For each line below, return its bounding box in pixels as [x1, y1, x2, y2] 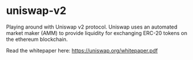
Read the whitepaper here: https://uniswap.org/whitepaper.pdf [6, 47, 158, 54]
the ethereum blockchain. [6, 36, 68, 43]
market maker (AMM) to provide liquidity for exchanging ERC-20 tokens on [6, 29, 188, 36]
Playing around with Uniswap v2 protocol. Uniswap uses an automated [6, 23, 178, 30]
